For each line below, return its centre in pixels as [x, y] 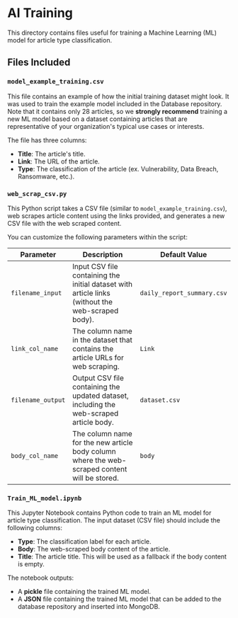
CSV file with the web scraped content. [64, 223]
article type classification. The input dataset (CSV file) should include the [114, 520]
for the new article [102, 442]
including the [93, 404]
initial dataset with [102, 284]
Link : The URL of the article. [59, 161]
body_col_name [35, 456]
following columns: [35, 528]
